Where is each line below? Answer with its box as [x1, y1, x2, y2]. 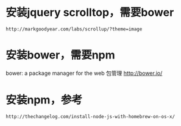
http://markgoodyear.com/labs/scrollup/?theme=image [5, 26, 143, 32]
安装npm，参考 [5, 93, 83, 107]
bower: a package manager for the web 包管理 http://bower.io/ [5, 69, 163, 77]
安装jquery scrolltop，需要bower [5, 5, 174, 19]
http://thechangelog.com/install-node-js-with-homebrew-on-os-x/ [5, 113, 175, 119]
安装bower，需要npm [5, 48, 115, 62]
